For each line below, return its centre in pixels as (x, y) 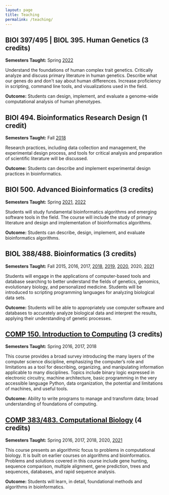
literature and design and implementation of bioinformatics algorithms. (78, 222)
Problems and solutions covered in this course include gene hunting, (77, 461)
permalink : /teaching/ (29, 19)
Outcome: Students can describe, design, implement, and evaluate (75, 232)
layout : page (19, 10)
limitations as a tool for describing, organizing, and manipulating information (85, 367)
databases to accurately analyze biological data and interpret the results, (81, 313)
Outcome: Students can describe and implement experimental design (78, 168)
